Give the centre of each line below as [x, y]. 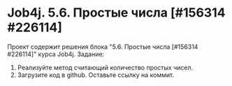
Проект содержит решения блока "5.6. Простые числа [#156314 [103, 46]
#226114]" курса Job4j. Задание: [56, 54]
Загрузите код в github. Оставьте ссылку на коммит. [96, 75]
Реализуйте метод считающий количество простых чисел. [105, 67]
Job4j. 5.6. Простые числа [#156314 [116, 13]
